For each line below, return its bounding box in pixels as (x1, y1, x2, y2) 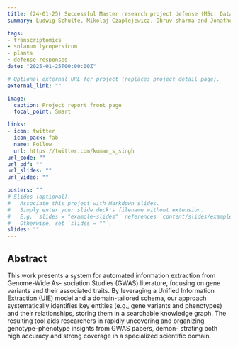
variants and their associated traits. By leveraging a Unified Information (7, 286, 215, 294)
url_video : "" (7, 174, 50, 181)
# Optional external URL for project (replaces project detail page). (7, 75, 220, 82)
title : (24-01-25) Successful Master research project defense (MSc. (7, 10, 217, 18)
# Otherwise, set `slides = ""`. (7, 219, 113, 227)
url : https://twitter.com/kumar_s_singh (13, 147, 135, 155)
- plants (7, 50, 33, 57)
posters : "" (7, 187, 42, 194)
